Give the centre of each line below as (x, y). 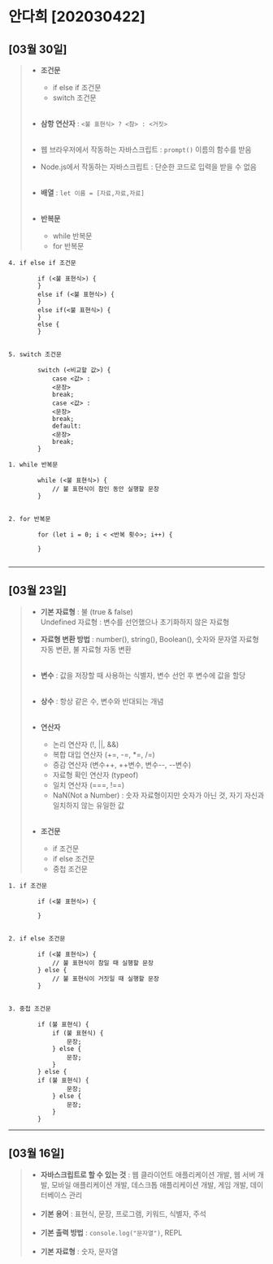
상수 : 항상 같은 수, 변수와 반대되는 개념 (102, 701)
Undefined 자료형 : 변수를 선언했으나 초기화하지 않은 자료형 (135, 622)
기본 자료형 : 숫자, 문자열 (79, 1251)
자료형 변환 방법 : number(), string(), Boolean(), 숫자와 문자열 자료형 (149, 639)
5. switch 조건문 (35, 354)
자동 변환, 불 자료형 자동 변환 (86, 649)
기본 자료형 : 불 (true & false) (87, 611)
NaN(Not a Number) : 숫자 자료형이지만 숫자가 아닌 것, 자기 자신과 (158, 795)
